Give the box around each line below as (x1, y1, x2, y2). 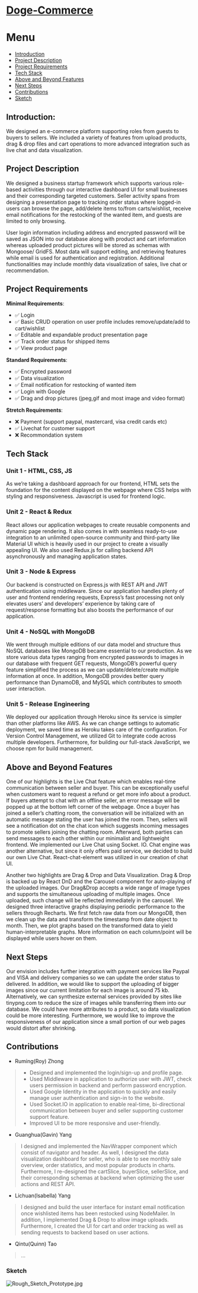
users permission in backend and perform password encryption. (29, 1081, 187, 1089)
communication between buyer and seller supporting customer (29, 1106, 184, 1114)
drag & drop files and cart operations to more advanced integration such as (6, 140, 190, 147)
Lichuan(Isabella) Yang (14, 1192, 71, 1199)
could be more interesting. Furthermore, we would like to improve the (6, 1012, 175, 1019)
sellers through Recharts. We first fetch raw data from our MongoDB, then (6, 910, 187, 917)
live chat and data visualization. (6, 146, 83, 153)
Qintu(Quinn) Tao (14, 1240, 58, 1247)
